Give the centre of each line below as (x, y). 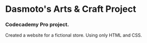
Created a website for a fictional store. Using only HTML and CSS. (74, 35)
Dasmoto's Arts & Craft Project (71, 9)
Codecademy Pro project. (37, 25)
